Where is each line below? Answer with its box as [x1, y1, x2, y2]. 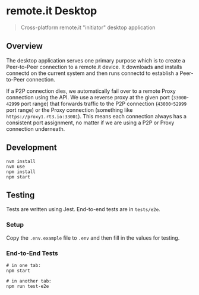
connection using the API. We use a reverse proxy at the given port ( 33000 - [6, 93, 189, 101]
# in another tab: [6, 278, 52, 284]
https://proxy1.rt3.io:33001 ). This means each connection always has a [6, 112, 187, 120]
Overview [6, 41, 43, 51]
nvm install [6, 158, 36, 164]
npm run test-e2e [6, 283, 49, 289]
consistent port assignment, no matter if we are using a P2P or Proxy [6, 119, 175, 126]
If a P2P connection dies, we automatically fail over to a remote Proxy [6, 87, 176, 95]
